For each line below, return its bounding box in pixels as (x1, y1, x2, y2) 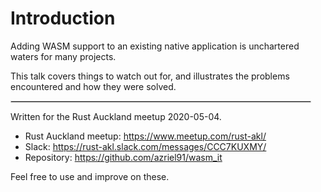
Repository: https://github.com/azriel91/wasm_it (24, 151, 223, 163)
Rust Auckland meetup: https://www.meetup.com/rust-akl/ (24, 130, 267, 142)
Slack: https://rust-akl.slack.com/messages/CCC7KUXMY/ (24, 140, 267, 152)
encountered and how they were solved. (10, 80, 177, 92)
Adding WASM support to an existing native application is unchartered (10, 40, 300, 52)
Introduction (10, 7, 116, 30)
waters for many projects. (10, 50, 117, 62)
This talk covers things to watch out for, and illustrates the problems (10, 70, 290, 82)
